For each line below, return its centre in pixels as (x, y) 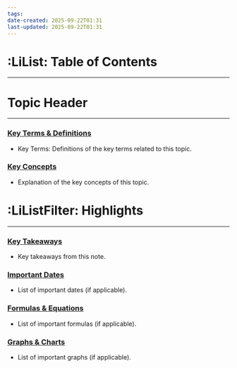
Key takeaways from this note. (61, 257)
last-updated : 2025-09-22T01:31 (55, 27)
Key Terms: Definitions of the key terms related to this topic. (104, 148)
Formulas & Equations (45, 308)
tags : (15, 14)
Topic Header (48, 102)
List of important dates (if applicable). (72, 290)
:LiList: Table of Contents (82, 62)
